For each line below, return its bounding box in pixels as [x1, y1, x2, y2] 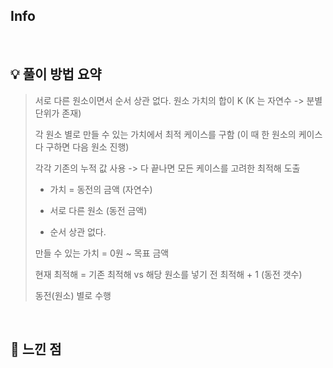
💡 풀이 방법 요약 [10, 66, 102, 83]
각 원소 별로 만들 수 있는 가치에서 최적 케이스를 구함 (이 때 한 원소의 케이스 [34, 128, 323, 140]
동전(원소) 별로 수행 [34, 289, 112, 301]
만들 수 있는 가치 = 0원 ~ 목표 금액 [34, 247, 170, 259]
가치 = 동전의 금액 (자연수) [49, 183, 153, 195]
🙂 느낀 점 [10, 341, 62, 358]
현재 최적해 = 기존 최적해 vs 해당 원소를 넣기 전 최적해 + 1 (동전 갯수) [34, 268, 303, 280]
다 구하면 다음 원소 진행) [34, 140, 130, 153]
